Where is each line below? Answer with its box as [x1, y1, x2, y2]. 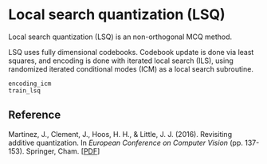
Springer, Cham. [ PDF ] [26, 146, 100, 156]
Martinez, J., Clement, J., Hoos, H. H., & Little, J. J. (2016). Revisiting [8, 129, 233, 139]
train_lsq [8, 86, 41, 95]
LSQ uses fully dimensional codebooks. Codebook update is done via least [8, 47, 254, 57]
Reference [8, 108, 61, 122]
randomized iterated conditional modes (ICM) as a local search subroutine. [8, 64, 253, 73]
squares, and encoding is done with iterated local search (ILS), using [8, 56, 234, 65]
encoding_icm [8, 80, 52, 88]
